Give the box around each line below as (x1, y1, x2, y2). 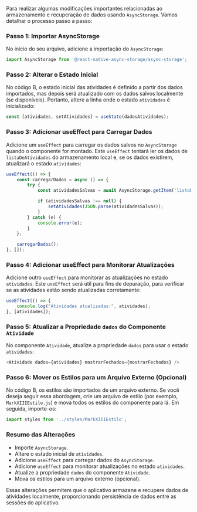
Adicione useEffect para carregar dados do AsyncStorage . (14, 456, 154, 463)
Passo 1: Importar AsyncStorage (6, 32, 100, 40)
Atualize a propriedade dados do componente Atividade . (14, 469, 151, 476)
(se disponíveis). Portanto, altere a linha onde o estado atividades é (6, 96, 170, 103)
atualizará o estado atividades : (6, 160, 81, 167)
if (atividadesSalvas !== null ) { (37, 198, 122, 204)
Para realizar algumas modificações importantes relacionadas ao (6, 5, 163, 12)
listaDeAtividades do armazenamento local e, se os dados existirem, (6, 154, 174, 161)
